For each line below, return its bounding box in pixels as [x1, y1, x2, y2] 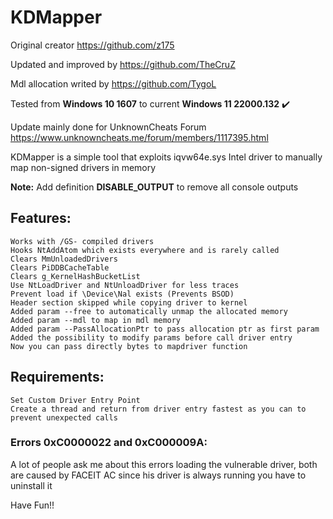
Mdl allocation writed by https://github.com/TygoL [10, 77, 217, 90]
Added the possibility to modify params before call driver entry [10, 332, 293, 343]
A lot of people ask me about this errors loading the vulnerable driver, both [10, 458, 318, 470]
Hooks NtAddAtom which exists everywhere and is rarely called [10, 245, 280, 255]
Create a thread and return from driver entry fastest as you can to [10, 404, 307, 414]
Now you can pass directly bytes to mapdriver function [10, 341, 248, 351]
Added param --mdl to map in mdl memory [10, 315, 182, 325]
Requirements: [10, 369, 105, 386]
